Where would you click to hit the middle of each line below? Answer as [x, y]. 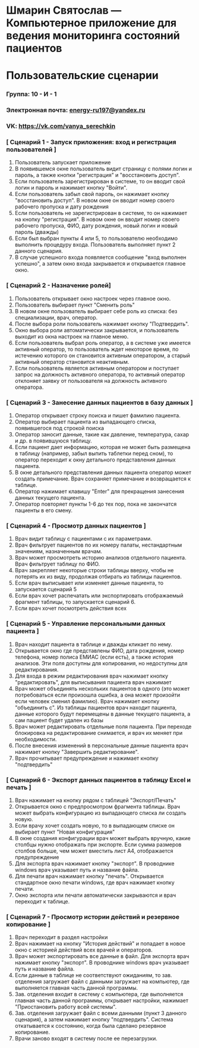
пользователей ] [31, 149]
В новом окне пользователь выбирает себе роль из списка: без [96, 311]
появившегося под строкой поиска [59, 428]
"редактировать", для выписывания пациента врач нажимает [93, 682]
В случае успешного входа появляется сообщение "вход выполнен [100, 257]
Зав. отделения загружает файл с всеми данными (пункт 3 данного [101, 1013]
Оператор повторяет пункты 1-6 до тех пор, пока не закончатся [96, 504]
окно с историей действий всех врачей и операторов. [83, 950]
